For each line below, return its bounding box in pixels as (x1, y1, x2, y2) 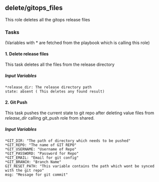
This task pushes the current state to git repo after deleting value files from (5, 110, 155, 116)
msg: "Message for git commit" (5, 172, 68, 177)
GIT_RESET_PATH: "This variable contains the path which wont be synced (5, 164, 155, 169)
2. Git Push (5, 99, 28, 105)
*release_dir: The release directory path (5, 85, 92, 90)
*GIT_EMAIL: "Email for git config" (5, 155, 79, 160)
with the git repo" (5, 168, 44, 173)
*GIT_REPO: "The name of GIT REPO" (5, 143, 77, 148)
